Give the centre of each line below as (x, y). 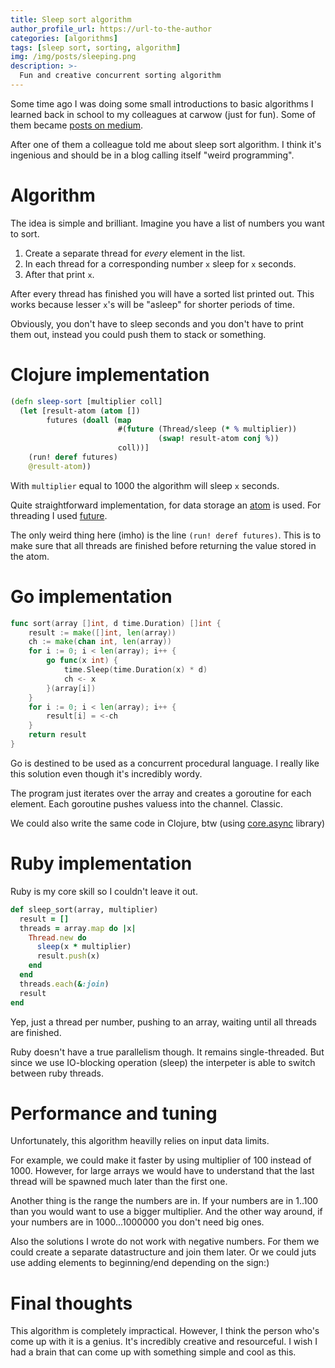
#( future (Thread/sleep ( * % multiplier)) (207, 429)
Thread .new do (57, 937)
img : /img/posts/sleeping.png (73, 57)
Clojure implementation (110, 375)
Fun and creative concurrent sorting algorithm (120, 76)
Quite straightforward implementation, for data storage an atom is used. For (166, 505)
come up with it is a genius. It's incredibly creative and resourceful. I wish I (164, 1342)
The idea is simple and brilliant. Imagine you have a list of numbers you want (167, 223)
